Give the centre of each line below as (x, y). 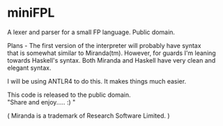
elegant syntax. (29, 68)
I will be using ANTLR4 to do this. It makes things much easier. (97, 81)
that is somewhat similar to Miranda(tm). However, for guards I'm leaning (111, 53)
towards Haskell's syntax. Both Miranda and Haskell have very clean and (111, 60)
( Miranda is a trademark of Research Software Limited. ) (89, 116)
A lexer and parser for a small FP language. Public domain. (91, 32)
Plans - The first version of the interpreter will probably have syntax (104, 45)
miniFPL (31, 13)
